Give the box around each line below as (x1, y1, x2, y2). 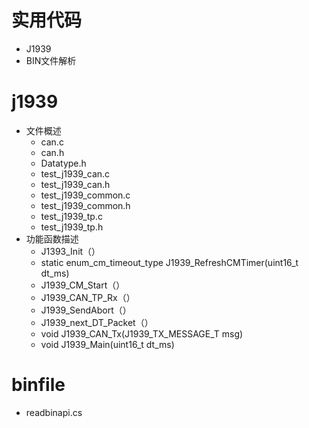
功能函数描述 (25, 232, 79, 245)
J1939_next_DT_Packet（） (40, 316, 154, 328)
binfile (11, 374, 66, 396)
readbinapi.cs (25, 406, 83, 418)
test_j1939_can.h (40, 178, 111, 190)
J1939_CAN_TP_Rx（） (40, 291, 136, 303)
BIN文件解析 (25, 54, 77, 66)
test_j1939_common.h (40, 199, 131, 211)
